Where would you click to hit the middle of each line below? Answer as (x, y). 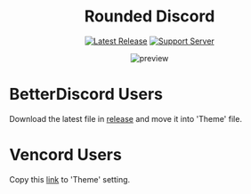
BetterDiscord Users (86, 94)
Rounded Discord (150, 16)
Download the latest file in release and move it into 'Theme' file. (126, 118)
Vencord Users (65, 155)
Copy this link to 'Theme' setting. (70, 179)
